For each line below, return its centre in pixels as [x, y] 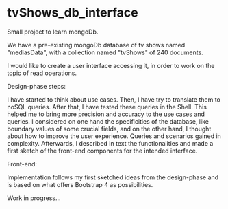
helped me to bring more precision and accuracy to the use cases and [106, 114]
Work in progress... [34, 198]
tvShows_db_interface [73, 13]
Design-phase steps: [37, 86]
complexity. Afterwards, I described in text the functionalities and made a [110, 143]
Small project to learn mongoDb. [53, 32]
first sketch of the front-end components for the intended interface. [102, 151]
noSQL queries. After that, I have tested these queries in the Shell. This [107, 107]
